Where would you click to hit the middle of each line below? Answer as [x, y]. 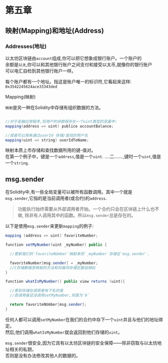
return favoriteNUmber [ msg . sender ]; [48, 305]
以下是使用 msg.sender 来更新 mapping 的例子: [49, 226]
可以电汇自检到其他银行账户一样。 [41, 71]
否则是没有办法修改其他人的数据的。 [43, 355]
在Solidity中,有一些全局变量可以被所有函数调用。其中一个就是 [69, 192]
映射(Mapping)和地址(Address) [55, 31]
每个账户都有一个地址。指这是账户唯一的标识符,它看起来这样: [69, 81]
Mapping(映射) [21, 97]
